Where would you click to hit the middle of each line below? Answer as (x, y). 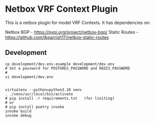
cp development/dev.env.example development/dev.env (60, 64)
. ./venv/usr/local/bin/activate (39, 94)
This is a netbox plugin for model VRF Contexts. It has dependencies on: (78, 23)
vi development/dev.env (29, 77)
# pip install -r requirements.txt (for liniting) (60, 98)
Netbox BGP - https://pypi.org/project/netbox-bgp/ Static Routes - (72, 32)
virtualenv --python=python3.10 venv (44, 90)
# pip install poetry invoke (35, 107)
